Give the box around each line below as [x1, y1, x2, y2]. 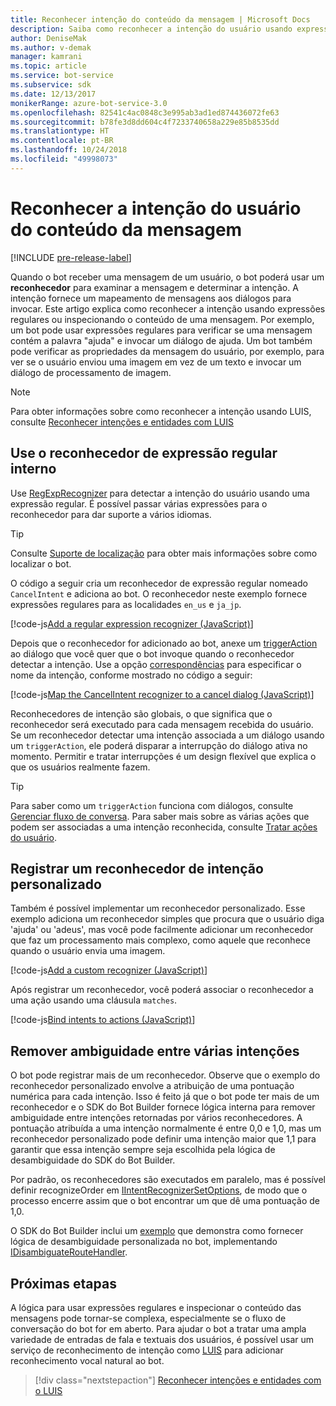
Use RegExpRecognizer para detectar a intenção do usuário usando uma [10, 487, 310, 499]
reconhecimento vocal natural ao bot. [10, 1354, 165, 1366]
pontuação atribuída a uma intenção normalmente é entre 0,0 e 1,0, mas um [10, 1122, 322, 1135]
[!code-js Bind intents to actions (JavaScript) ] [10, 1014, 196, 1026]
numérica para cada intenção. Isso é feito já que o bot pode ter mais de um [10, 1091, 320, 1103]
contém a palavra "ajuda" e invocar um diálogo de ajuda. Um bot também [10, 334, 313, 346]
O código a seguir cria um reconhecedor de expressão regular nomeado [10, 577, 308, 589]
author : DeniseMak [10, 33, 87, 43]
